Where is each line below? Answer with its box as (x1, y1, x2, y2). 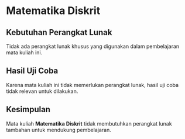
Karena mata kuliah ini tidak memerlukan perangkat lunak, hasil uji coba (6, 81, 179, 88)
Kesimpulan (6, 105, 51, 114)
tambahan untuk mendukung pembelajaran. (6, 126, 111, 133)
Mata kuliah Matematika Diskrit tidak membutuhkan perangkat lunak (6, 120, 172, 127)
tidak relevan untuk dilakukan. (6, 88, 78, 95)
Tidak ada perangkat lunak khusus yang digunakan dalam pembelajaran (6, 43, 180, 50)
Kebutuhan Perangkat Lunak (6, 27, 112, 37)
